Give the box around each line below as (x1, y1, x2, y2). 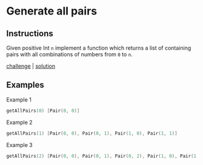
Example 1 (6, 95, 32, 103)
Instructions (6, 28, 53, 39)
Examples (6, 80, 44, 90)
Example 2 (6, 118, 33, 126)
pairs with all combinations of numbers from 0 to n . (6, 51, 133, 58)
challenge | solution (6, 62, 56, 70)
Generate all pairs (6, 4, 98, 18)
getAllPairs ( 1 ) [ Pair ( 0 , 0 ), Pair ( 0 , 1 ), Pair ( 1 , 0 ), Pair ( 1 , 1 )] (6, 130, 178, 137)
